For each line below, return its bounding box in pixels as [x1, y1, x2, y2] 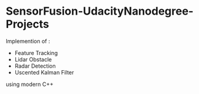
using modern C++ [6, 81, 53, 88]
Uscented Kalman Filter [14, 68, 74, 76]
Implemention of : [6, 37, 50, 45]
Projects [6, 17, 50, 31]
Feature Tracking [14, 49, 58, 56]
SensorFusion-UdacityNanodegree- [6, 4, 194, 18]
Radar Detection [14, 62, 56, 70]
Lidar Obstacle [14, 56, 52, 63]
